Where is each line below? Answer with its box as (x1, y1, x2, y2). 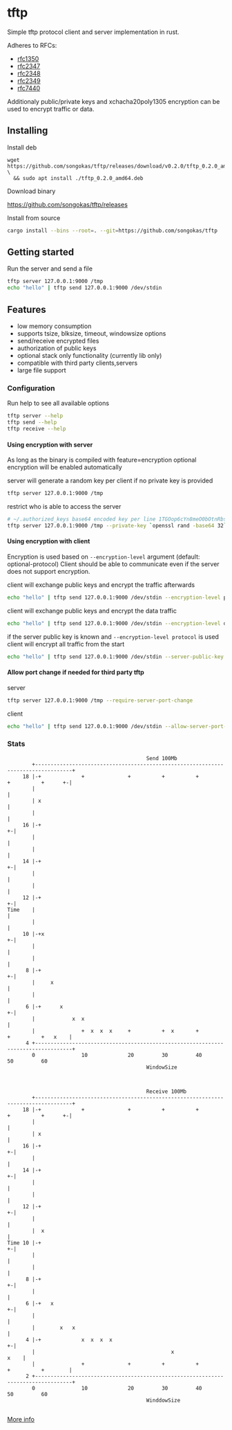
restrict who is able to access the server (7, 503, 122, 510)
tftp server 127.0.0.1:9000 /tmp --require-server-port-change (7, 697, 193, 704)
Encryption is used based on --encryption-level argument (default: (7, 552, 200, 561)
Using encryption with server (7, 440, 93, 449)
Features (7, 303, 46, 316)
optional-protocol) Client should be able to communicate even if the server (7, 559, 220, 568)
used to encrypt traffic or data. (7, 105, 95, 113)
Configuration (7, 383, 55, 392)
